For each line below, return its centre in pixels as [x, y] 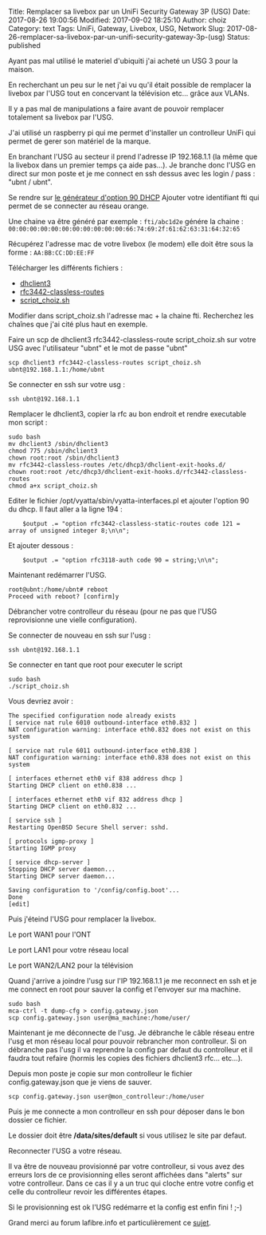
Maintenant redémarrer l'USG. [58, 575]
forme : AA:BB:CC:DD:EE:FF [51, 252]
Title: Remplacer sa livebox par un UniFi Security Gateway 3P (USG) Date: [129, 12]
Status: [239, 37]
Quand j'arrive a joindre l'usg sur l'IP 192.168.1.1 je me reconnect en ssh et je [133, 981]
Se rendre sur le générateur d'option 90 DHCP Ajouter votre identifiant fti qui [134, 197]
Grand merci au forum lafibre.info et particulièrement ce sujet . [110, 1223]
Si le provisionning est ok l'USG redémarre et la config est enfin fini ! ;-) [125, 1207]
